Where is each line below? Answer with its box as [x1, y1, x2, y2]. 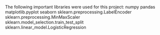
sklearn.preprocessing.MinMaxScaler [5, 14, 80, 20]
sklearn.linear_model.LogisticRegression [5, 24, 86, 30]
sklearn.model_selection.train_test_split [5, 19, 84, 25]
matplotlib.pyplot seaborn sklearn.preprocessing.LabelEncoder [5, 9, 132, 15]
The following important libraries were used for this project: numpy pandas [5, 4, 155, 10]
